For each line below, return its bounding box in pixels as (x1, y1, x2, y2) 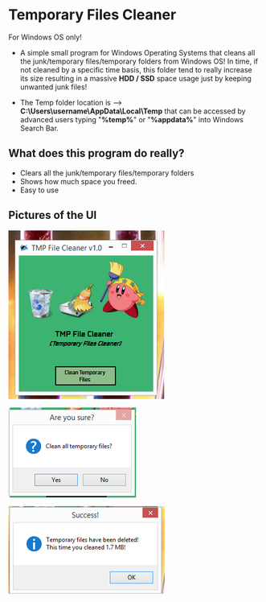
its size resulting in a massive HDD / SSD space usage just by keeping (19, 73, 252, 83)
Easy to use (19, 185, 59, 195)
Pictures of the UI (8, 208, 97, 222)
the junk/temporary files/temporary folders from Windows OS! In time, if (19, 56, 259, 66)
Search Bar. (19, 123, 59, 133)
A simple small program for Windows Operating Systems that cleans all (19, 47, 256, 57)
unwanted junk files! (19, 82, 88, 92)
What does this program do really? (8, 146, 185, 160)
